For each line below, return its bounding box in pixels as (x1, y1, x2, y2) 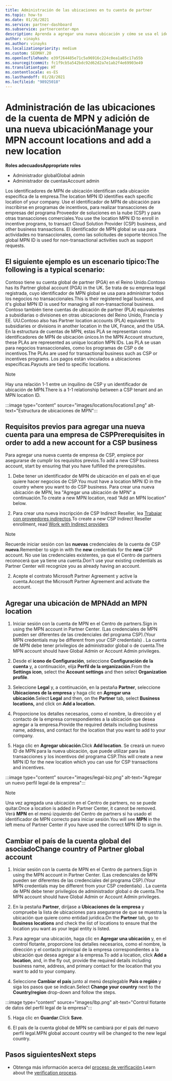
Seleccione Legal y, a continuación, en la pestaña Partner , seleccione (12, 684, 161, 690)
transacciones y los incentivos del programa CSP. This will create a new (12, 754, 163, 760)
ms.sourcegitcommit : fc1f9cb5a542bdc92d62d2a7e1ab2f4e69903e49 (5, 60, 143, 65)
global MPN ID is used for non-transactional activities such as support (5, 237, 153, 243)
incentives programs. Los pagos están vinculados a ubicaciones (5, 356, 141, 362)
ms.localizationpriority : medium (5, 46, 77, 51)
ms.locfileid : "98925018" (5, 79, 60, 84)
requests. (5, 242, 26, 249)
